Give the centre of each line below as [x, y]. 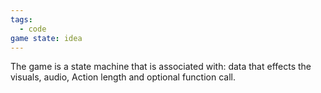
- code [33, 29]
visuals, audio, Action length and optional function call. [123, 77]
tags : [21, 19]
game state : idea [46, 38]
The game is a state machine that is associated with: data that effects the [161, 67]
